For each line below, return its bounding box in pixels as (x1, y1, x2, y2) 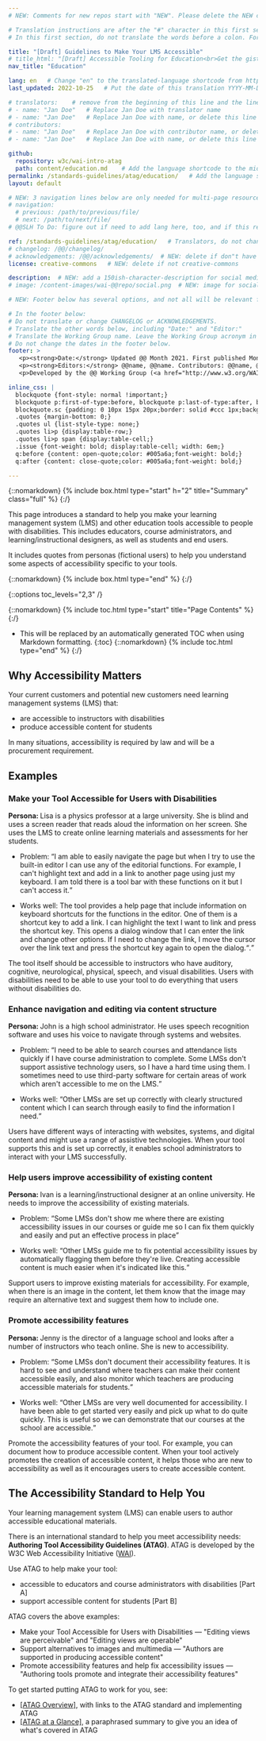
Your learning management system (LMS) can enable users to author (8, 1507, 234, 1517)
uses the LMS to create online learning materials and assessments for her (8, 828, 249, 837)
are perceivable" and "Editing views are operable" (19, 1635, 184, 1645)
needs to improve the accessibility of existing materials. (8, 1199, 190, 1208)
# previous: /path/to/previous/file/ (15, 208, 140, 217)
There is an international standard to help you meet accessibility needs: (8, 1531, 241, 1541)
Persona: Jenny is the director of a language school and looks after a (8, 1333, 234, 1342)
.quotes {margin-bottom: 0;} (15, 413, 112, 421)
